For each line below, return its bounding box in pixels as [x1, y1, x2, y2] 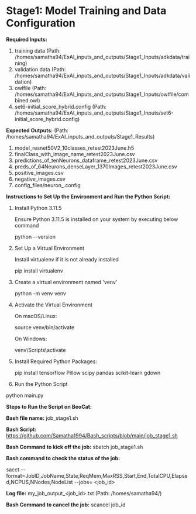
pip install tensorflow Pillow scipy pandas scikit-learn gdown [14, 369, 161, 376]
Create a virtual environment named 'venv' [14, 278, 118, 285]
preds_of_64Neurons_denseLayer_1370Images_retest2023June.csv [14, 163, 177, 170]
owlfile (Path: [14, 84, 47, 91]
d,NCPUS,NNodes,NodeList [6, 478, 73, 485]
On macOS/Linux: [14, 312, 57, 319]
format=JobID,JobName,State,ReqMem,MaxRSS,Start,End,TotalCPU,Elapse [6, 472, 188, 479]
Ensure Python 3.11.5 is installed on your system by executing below [14, 215, 178, 223]
